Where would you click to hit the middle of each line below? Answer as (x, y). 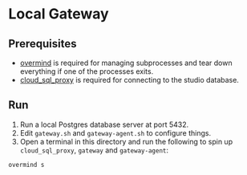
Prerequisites (43, 44)
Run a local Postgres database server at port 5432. (104, 124)
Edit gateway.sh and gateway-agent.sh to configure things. (115, 132)
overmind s (26, 165)
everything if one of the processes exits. (87, 71)
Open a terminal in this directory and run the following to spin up (126, 141)
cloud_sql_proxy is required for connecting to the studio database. (129, 80)
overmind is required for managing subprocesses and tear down (126, 63)
